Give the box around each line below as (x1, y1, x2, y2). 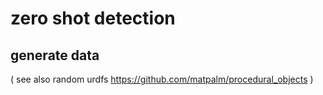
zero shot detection (10, 7, 176, 30)
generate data (10, 47, 100, 64)
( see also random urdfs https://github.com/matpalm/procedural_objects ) (10, 73, 314, 85)
